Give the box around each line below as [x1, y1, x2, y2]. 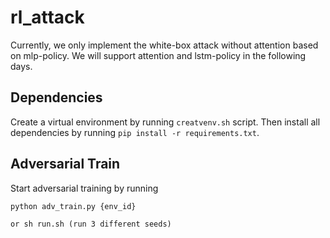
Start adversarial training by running [10, 182, 159, 194]
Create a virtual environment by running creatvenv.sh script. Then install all [10, 116, 321, 128]
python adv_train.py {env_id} [10, 201, 137, 211]
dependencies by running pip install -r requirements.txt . [10, 126, 260, 138]
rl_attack [10, 6, 85, 29]
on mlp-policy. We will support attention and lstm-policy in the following [10, 49, 307, 61]
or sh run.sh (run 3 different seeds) [10, 219, 172, 229]
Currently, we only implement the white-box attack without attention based [10, 39, 319, 51]
